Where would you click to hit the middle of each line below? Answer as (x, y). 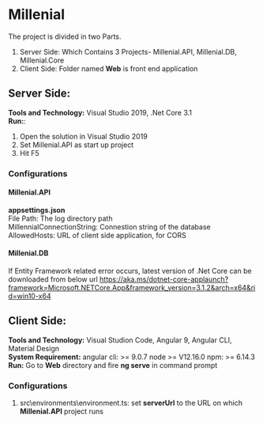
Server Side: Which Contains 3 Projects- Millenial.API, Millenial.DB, (128, 51)
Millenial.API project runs (62, 411)
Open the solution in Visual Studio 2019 (83, 136)
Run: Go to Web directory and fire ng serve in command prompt (113, 365)
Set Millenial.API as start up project (77, 145)
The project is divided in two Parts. (65, 36)
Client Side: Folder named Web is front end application (109, 68)
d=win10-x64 (30, 296)
